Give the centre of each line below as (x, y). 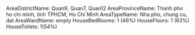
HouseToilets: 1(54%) (32, 26)
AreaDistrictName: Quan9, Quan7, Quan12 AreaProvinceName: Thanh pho (95, 8)
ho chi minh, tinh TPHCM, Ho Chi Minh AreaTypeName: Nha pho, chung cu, (97, 14)
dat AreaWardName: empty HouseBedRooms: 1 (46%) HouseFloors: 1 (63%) (98, 20)
